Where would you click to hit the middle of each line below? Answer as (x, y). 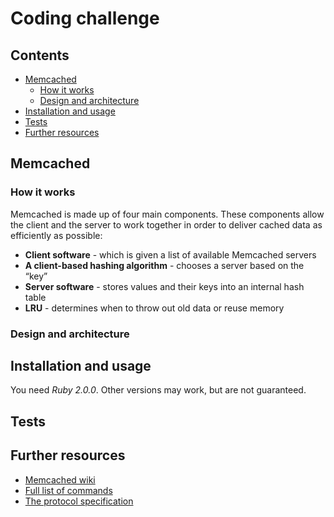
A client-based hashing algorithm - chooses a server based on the (164, 265)
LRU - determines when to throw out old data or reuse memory (154, 308)
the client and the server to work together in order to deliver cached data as (166, 224)
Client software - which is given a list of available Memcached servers (170, 254)
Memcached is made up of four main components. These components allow (167, 214)
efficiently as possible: (56, 235)
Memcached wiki (60, 479)
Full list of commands (68, 490)
